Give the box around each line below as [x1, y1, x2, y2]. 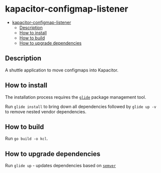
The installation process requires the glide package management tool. [5, 94, 146, 100]
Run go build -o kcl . [5, 136, 48, 141]
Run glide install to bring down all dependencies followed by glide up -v [5, 104, 157, 109]
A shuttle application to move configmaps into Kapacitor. [5, 67, 119, 73]
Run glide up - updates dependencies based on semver [5, 163, 116, 169]
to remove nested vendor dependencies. [5, 108, 87, 115]
